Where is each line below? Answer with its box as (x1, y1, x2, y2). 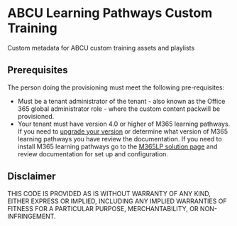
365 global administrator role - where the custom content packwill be (17, 104, 221, 113)
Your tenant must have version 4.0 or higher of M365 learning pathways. (17, 119, 231, 128)
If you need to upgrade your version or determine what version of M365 (17, 127, 228, 136)
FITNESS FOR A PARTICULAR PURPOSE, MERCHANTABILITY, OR (7, 204, 199, 212)
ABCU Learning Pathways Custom (7, 5, 213, 21)
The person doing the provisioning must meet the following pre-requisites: (7, 83, 225, 92)
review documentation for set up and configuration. (17, 149, 169, 158)
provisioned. (17, 112, 55, 120)
